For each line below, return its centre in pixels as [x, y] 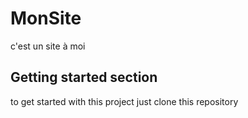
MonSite [46, 18]
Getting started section [84, 77]
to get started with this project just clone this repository [124, 101]
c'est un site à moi [48, 46]
